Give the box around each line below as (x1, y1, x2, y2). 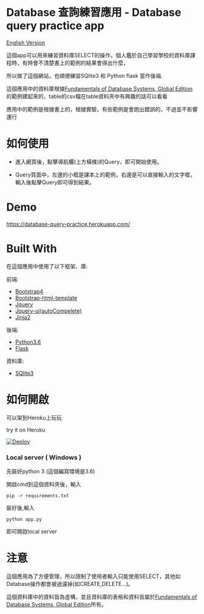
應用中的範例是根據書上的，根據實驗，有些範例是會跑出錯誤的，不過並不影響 (6, 105, 198, 113)
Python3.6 (15, 338, 41, 346)
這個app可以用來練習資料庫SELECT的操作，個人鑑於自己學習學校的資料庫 (6, 51, 190, 58)
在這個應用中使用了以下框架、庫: (6, 262, 88, 270)
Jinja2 (15, 313, 31, 321)
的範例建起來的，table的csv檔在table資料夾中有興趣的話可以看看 (6, 92, 168, 100)
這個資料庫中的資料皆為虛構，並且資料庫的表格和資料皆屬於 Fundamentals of (6, 593, 197, 600)
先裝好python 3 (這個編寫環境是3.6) (6, 467, 95, 475)
